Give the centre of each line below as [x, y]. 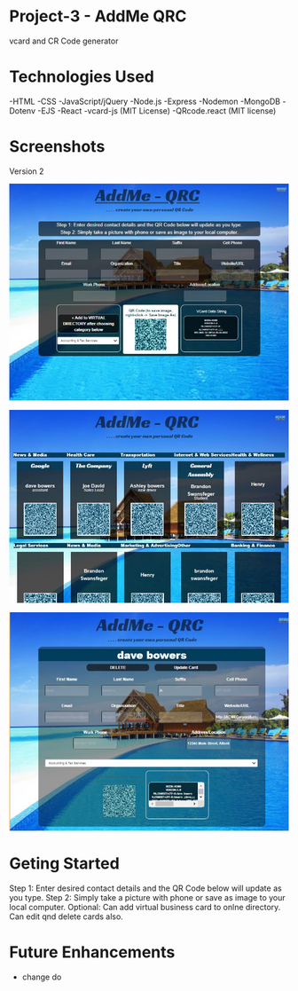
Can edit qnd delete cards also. [67, 916]
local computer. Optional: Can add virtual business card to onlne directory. [145, 907]
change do [42, 977]
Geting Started [64, 864]
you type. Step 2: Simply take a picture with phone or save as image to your [147, 897]
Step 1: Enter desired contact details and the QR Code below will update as [145, 888]
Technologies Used [82, 77]
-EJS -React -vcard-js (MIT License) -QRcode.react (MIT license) [157, 110]
